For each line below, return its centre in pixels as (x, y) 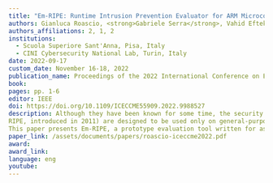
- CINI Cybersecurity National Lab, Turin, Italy (101, 53)
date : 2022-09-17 (38, 62)
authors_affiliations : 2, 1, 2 (61, 31)
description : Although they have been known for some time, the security (136, 114)
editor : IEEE (30, 99)
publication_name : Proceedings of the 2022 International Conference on (134, 76)
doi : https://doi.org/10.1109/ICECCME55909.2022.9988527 (107, 106)
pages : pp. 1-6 (34, 91)
